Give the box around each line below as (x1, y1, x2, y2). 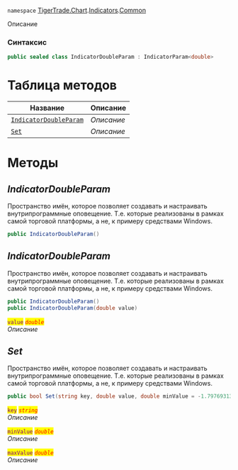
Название (30, 103, 65, 113)
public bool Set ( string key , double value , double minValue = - (7, 393, 201, 400)
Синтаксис (7, 37, 47, 47)
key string (7, 407, 38, 414)
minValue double (7, 428, 55, 435)
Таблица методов (7, 77, 117, 94)
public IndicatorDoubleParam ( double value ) (7, 304, 138, 311)
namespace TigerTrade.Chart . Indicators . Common (7, 6, 147, 14)
